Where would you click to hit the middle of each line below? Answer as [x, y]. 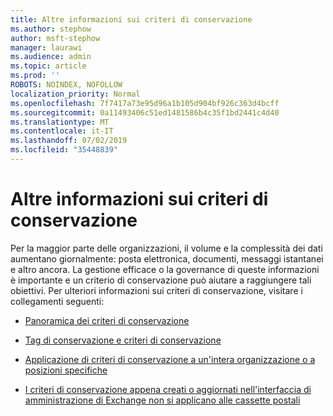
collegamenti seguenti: [57, 301]
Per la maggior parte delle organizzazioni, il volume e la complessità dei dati [166, 248]
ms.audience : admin [51, 57]
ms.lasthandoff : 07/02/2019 [69, 141]
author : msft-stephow [55, 38]
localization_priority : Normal [75, 94]
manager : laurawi [46, 47]
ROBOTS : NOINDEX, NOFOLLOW [66, 85]
